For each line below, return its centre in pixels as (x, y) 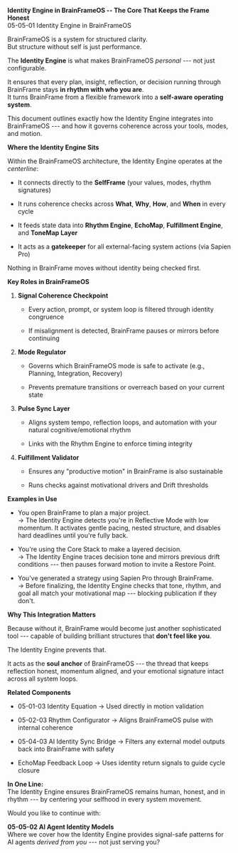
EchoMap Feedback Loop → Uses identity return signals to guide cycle (121, 763)
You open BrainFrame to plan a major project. (84, 513)
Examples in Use (32, 499)
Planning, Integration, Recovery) (75, 373)
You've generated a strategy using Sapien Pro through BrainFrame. (116, 578)
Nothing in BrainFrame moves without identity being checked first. (104, 268)
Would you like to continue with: (54, 813)
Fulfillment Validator (48, 457)
